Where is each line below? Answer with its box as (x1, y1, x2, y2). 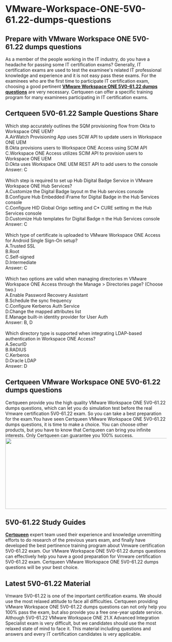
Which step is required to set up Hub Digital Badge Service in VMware (5, 177, 153, 183)
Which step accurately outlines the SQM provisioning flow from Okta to (5, 123, 155, 129)
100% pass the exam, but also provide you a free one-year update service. (5, 609, 163, 615)
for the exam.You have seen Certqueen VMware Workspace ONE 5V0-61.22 (5, 416, 166, 422)
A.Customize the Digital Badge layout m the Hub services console (5, 188, 144, 194)
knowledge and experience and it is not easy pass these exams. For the (5, 72, 157, 79)
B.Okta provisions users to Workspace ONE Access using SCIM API (5, 144, 147, 150)
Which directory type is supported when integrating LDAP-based (5, 330, 142, 336)
